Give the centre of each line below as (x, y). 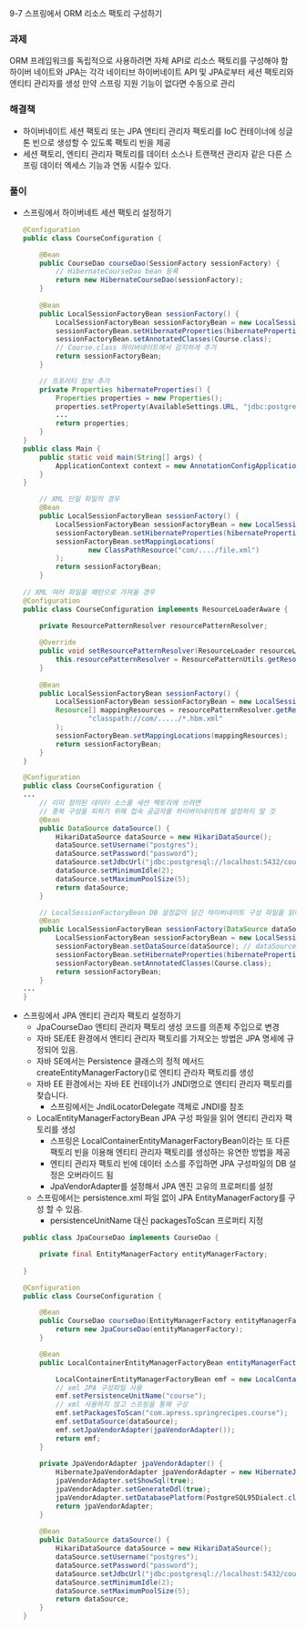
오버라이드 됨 (90, 1175)
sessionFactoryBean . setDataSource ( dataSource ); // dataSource (176, 947)
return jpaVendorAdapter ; (105, 1506)
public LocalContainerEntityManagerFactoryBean (131, 1363)
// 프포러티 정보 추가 (75, 381)
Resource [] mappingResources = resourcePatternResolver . (166, 710)
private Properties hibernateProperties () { (125, 390)
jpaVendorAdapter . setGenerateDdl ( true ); (133, 1490)
